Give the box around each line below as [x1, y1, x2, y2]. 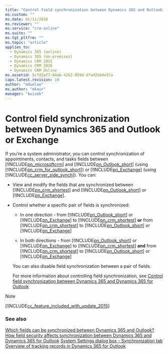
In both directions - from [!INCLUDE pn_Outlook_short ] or [20, 238, 137, 244]
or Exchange [5, 134, 59, 145]
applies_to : [5, 45, 30, 50]
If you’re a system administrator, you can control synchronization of [5, 151, 145, 157]
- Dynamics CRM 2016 [10, 63, 53, 68]
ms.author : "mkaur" [5, 86, 46, 92]
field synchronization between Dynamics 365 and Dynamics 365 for [12, 278, 153, 284]
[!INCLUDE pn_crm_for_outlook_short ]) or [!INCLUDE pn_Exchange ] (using [5, 166, 156, 173]
